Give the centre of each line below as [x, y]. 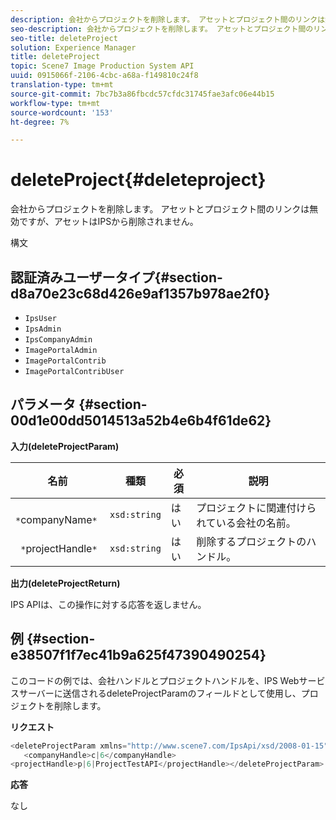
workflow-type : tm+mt [55, 103]
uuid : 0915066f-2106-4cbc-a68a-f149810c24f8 [104, 76]
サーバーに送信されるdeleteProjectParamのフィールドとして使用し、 [160, 693]
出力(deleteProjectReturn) [65, 583]
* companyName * [56, 519]
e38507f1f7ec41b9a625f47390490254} [138, 655]
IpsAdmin [43, 329]
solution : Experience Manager [73, 47]
